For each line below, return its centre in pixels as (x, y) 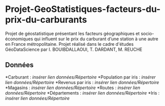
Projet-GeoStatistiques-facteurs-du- (83, 9)
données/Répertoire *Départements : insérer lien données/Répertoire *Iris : (82, 93)
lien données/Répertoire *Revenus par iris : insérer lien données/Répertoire (82, 82)
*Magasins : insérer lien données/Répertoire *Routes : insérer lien (73, 88)
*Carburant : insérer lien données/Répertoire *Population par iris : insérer (80, 77)
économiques (19, 39)
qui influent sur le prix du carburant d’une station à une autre (96, 39)
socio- (147, 33)
